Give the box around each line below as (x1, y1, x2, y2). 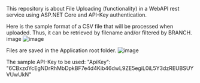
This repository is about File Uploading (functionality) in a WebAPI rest (6, 5, 180, 12)
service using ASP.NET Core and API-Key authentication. (6, 11, 147, 18)
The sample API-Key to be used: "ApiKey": (6, 59, 111, 65)
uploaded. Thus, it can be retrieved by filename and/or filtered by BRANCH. (6, 29, 193, 36)
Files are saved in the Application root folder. (6, 47, 117, 54)
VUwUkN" (6, 71, 32, 78)
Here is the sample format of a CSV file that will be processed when (6, 23, 174, 30)
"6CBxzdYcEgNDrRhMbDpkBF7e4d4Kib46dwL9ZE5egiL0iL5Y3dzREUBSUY (6, 65, 194, 72)
